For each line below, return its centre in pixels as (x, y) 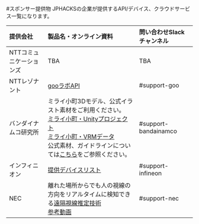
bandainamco (158, 131)
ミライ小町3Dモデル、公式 (84, 101)
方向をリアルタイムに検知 (83, 194)
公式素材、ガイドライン (81, 145)
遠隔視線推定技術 (78, 203)
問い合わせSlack (162, 32)
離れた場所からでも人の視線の (89, 185)
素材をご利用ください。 (92, 110)
